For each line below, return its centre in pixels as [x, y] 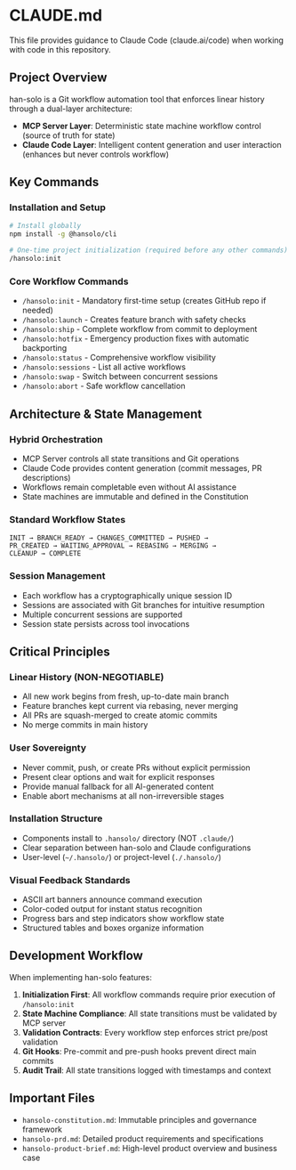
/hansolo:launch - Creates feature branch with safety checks [134, 320]
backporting [44, 348]
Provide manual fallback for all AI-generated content [118, 786]
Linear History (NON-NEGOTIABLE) [87, 677]
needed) [37, 310]
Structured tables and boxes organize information [113, 928]
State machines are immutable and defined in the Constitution [135, 496]
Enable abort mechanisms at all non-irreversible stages [123, 796]
